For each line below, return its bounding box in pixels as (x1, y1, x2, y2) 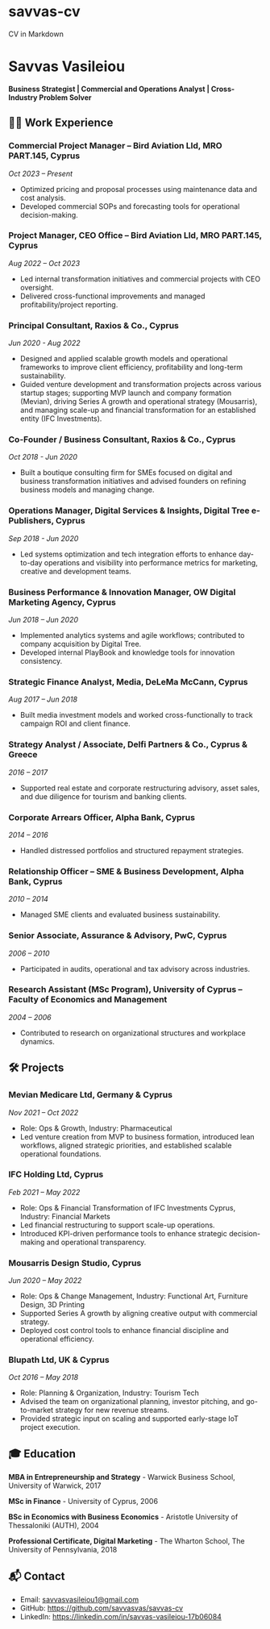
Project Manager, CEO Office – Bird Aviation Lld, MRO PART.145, (8, 230, 262, 241)
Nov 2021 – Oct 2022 (8, 1107, 79, 1117)
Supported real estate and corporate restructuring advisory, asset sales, (19, 783, 260, 793)
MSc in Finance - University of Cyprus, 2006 (8, 1497, 159, 1506)
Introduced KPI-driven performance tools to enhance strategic (19, 1228, 227, 1238)
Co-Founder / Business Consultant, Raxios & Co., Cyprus (8, 434, 236, 445)
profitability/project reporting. (19, 299, 118, 309)
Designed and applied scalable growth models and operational (19, 354, 228, 364)
